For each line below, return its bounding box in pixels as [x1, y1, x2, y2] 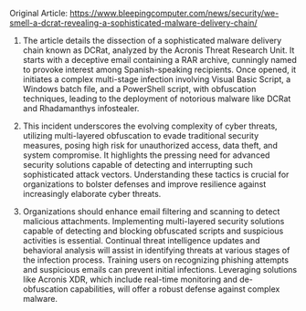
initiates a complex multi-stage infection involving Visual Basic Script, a [22, 74, 291, 85]
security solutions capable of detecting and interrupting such [22, 160, 253, 170]
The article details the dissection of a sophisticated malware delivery [22, 36, 282, 46]
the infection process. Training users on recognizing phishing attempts [22, 254, 290, 265]
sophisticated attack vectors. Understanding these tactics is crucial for [22, 169, 290, 180]
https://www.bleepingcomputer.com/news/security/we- [69, 8, 280, 18]
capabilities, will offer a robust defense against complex [69, 284, 280, 295]
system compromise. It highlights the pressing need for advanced [22, 150, 270, 161]
